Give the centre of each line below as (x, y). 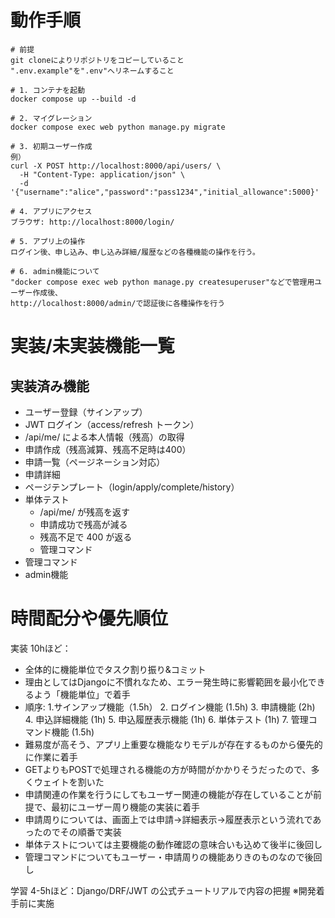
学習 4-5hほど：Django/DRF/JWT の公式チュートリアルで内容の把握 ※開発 (163, 890)
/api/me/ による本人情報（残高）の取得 (104, 437)
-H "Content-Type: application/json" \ (102, 174)
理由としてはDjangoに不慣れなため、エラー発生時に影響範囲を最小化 (166, 682)
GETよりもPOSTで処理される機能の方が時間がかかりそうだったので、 (168, 769)
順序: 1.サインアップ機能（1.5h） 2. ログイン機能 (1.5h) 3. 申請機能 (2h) (170, 707)
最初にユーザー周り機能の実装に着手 (125, 807)
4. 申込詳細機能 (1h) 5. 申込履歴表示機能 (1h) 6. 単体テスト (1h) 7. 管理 (166, 719)
